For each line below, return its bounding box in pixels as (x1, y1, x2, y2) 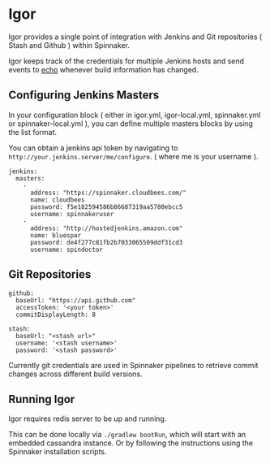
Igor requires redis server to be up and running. (8, 414, 167, 423)
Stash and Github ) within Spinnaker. (8, 40, 130, 50)
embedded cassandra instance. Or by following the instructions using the (8, 438, 254, 448)
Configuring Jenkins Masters (8, 89, 160, 102)
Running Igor (8, 392, 75, 406)
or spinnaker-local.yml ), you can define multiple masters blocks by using (8, 119, 254, 128)
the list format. (8, 127, 58, 137)
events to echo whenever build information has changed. (8, 64, 199, 74)
